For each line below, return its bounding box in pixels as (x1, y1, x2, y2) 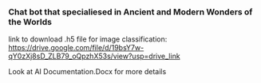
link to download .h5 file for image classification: (8, 34, 168, 44)
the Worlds (8, 16, 52, 27)
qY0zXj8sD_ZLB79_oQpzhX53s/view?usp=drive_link (8, 51, 181, 61)
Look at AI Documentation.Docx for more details (8, 67, 167, 77)
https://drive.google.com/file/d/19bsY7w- (8, 43, 144, 53)
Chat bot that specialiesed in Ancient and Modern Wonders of (8, 6, 253, 18)
